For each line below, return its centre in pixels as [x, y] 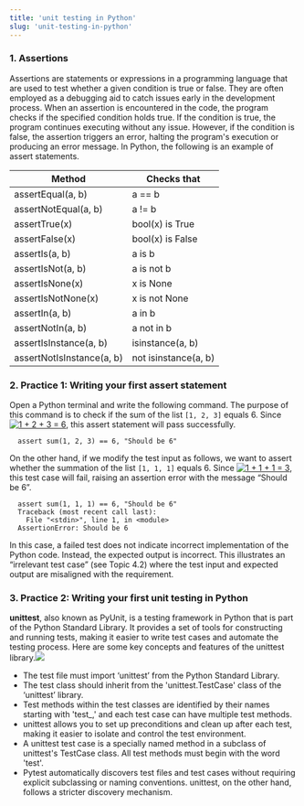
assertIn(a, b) [43, 313]
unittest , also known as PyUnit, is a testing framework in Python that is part [152, 618]
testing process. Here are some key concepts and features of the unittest [147, 647]
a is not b [152, 268]
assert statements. [44, 156]
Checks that [173, 178]
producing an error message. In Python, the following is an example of [142, 146]
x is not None [160, 298]
